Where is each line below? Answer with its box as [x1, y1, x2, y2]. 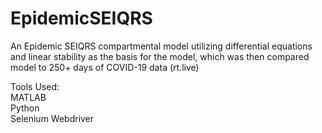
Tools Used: [10, 80, 60, 92]
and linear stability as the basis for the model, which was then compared [10, 50, 310, 62]
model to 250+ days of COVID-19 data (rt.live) [10, 61, 200, 73]
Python [10, 102, 40, 114]
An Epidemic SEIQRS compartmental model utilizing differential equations [10, 40, 313, 52]
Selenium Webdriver [10, 112, 95, 124]
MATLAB [10, 91, 47, 103]
